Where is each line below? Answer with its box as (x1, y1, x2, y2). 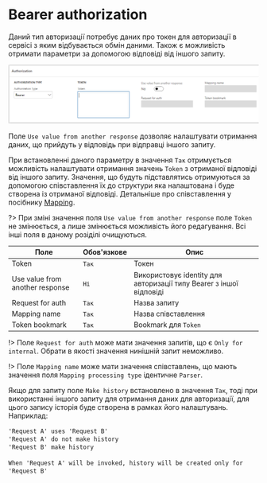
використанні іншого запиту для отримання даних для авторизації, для (8, 394, 250, 403)
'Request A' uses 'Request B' (8, 427, 109, 435)
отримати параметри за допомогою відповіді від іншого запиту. (8, 49, 226, 58)
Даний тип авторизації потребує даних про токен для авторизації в (8, 32, 237, 41)
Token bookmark (11, 320, 68, 329)
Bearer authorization (8, 6, 148, 24)
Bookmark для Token (133, 320, 201, 329)
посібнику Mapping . (8, 197, 75, 207)
